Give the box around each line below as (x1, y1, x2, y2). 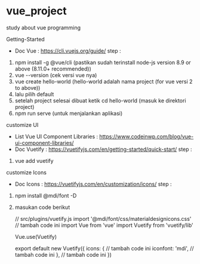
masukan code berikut (14, 204, 70, 211)
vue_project (6, 4, 67, 18)
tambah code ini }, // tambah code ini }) (14, 251, 112, 258)
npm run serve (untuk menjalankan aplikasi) (14, 110, 123, 117)
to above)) (14, 84, 41, 91)
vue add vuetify (14, 157, 54, 164)
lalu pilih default (14, 90, 54, 98)
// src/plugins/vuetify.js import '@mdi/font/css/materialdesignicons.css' (14, 215, 192, 222)
